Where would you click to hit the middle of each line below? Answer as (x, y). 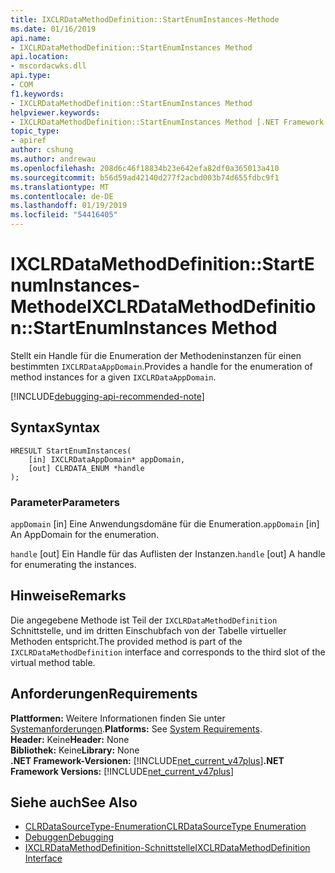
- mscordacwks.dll (48, 66)
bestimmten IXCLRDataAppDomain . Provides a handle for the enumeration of (161, 366)
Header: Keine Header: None (70, 739)
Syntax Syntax (55, 427)
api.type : (31, 76)
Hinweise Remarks (68, 596)
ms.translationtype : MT (60, 187)
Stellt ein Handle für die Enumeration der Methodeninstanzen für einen (156, 355)
